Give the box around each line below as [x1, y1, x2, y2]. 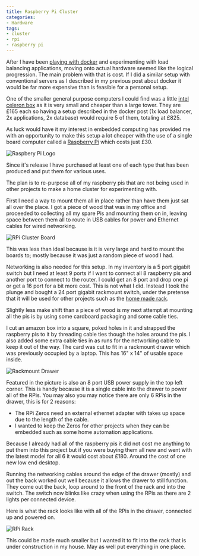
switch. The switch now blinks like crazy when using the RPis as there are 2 [6, 489, 191, 496]
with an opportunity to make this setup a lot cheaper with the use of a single [6, 132, 192, 139]
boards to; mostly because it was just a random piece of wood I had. [6, 251, 174, 259]
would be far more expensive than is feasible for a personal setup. [6, 83, 168, 90]
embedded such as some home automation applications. [14, 428, 154, 435]
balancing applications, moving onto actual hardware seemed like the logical [6, 64, 194, 71]
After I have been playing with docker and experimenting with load [6, 58, 169, 65]
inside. [6, 355, 23, 363]
